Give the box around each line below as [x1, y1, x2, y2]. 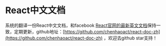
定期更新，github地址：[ [14, 28, 65, 34]
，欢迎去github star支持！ [103, 35, 158, 41]
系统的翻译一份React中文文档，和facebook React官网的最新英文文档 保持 [5, 22, 157, 28]
